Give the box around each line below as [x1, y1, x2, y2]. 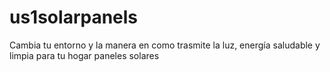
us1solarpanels [9, 6, 139, 29]
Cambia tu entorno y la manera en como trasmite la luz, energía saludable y [9, 39, 321, 51]
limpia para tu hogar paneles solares [9, 49, 160, 61]
